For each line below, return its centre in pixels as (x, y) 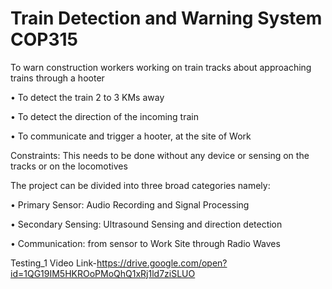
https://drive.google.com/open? (162, 263)
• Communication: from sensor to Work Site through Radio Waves (145, 243)
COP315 (44, 39)
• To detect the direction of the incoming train (104, 116)
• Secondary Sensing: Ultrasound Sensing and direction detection (146, 224)
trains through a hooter (57, 78)
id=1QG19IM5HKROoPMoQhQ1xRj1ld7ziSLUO (103, 273)
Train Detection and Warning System (166, 18)
